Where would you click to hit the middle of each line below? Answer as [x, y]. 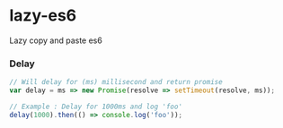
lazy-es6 [43, 16]
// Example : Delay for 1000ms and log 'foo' [96, 107]
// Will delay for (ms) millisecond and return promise [116, 82]
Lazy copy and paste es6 [56, 40]
